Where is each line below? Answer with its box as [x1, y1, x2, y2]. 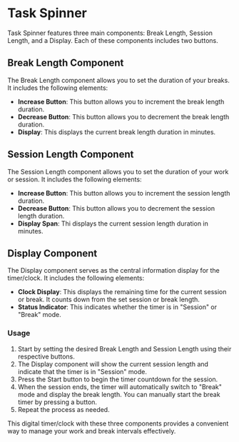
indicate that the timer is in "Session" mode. [17, 367, 148, 376]
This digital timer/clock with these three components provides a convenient [7, 419, 229, 428]
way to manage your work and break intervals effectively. [7, 426, 176, 435]
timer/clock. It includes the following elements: [7, 273, 145, 283]
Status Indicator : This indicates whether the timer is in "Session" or [17, 303, 218, 311]
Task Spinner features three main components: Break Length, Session [7, 29, 213, 37]
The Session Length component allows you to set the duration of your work [7, 167, 229, 176]
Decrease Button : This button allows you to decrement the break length [17, 112, 230, 121]
